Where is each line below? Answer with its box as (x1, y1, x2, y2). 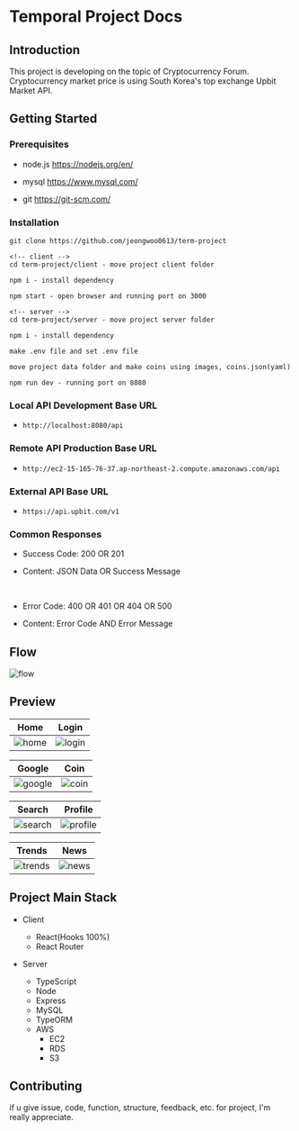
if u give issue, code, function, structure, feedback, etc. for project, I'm (9, 1102, 271, 1113)
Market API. (9, 86, 53, 95)
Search (17, 803, 49, 816)
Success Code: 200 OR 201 (22, 548, 125, 559)
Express (35, 995, 66, 1006)
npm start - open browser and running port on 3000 (9, 291, 207, 301)
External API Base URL (9, 484, 110, 497)
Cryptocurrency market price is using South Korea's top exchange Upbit (9, 76, 277, 86)
